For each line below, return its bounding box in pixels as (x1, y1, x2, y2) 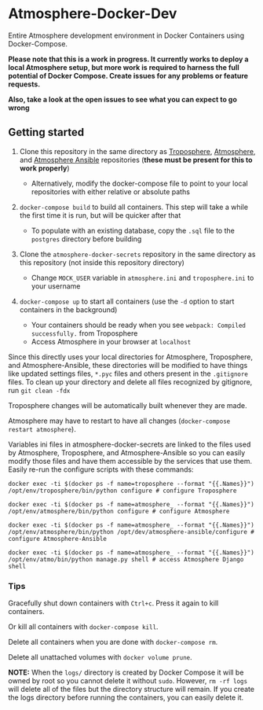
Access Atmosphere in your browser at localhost (31, 337, 192, 346)
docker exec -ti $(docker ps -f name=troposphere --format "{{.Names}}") (8, 480, 255, 487)
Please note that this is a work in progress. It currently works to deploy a (8, 54, 249, 64)
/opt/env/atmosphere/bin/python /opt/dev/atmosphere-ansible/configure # (8, 528, 255, 535)
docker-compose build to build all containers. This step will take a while (19, 202, 249, 212)
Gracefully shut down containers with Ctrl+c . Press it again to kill (8, 598, 219, 608)
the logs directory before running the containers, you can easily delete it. (8, 693, 244, 702)
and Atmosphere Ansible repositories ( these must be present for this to (19, 155, 253, 164)
